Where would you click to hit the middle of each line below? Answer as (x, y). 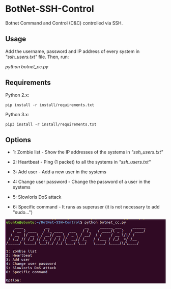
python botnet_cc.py (27, 66)
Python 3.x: (17, 114)
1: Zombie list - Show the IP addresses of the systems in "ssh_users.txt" (88, 152)
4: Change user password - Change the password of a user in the (81, 182)
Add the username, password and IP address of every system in (73, 51)
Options (18, 140)
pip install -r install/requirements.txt (50, 105)
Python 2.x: (17, 95)
